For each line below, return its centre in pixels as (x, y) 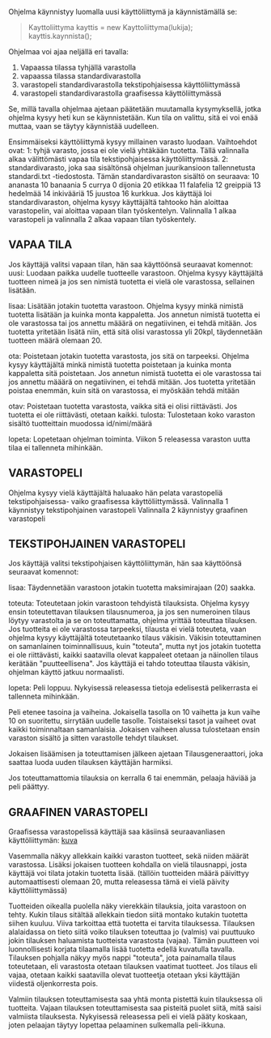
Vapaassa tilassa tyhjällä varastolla (78, 67)
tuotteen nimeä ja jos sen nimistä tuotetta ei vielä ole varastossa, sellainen (131, 281)
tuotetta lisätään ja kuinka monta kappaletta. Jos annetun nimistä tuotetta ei (134, 314)
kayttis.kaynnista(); (60, 36)
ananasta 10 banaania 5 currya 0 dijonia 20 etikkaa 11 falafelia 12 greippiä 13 (135, 185)
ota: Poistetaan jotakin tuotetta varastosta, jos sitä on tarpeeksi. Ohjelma (129, 356)
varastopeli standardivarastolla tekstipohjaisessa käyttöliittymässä (130, 85)
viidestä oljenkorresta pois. (53, 984)
